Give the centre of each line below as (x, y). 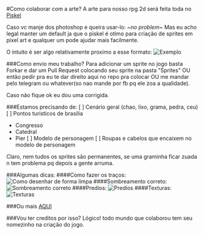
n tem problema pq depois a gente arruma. (60, 163)
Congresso (29, 125)
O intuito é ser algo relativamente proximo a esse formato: (79, 52)
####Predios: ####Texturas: (122, 188)
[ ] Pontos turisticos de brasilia (45, 113)
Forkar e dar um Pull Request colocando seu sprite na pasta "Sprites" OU (98, 70)
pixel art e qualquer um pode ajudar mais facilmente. (73, 40)
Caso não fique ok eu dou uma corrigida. (58, 95)
